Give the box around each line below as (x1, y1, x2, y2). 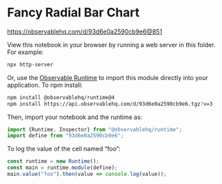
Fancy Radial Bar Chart (7, 5, 140, 21)
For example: (7, 48, 45, 56)
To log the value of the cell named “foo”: (7, 145, 121, 153)
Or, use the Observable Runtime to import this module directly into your (7, 73, 208, 81)
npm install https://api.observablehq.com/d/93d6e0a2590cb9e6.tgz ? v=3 (7, 101, 213, 107)
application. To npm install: (7, 81, 84, 89)
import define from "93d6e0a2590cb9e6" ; (7, 132, 125, 140)
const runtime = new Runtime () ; (7, 158, 99, 165)
